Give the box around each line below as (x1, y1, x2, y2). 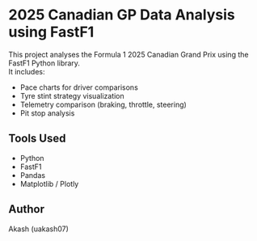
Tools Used (8, 132, 66, 146)
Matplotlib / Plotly (19, 179, 79, 188)
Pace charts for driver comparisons (19, 82, 139, 92)
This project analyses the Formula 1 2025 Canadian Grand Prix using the (8, 49, 249, 59)
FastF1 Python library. (8, 58, 81, 68)
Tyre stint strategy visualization (19, 91, 125, 100)
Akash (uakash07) (8, 224, 69, 234)
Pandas (19, 170, 46, 180)
